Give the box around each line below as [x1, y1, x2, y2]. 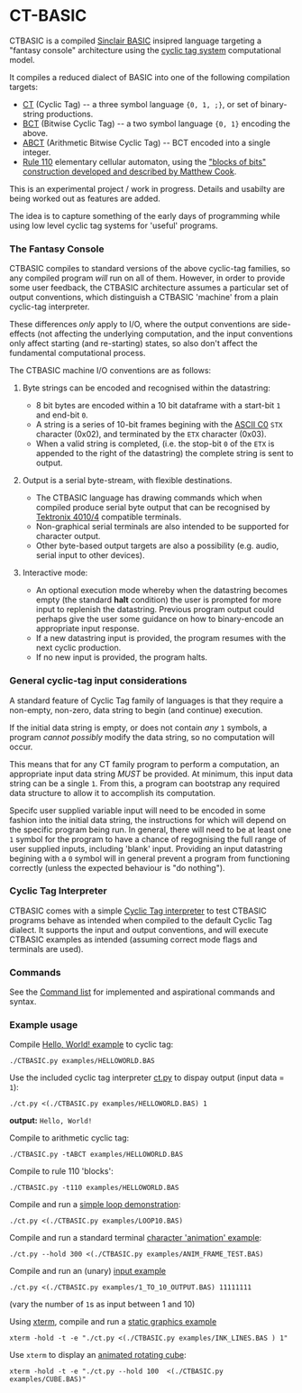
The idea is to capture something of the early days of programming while [9, 210, 281, 221]
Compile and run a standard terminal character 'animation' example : [9, 1233, 262, 1243]
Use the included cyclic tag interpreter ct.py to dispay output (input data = [9, 1072, 285, 1083]
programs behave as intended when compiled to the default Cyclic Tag [9, 914, 273, 925]
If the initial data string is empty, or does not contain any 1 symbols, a [9, 722, 268, 733]
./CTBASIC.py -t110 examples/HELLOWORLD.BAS [9, 1183, 179, 1193]
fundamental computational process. [9, 348, 146, 359]
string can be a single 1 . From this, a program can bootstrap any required [9, 777, 280, 789]
